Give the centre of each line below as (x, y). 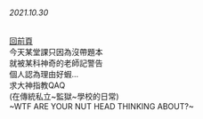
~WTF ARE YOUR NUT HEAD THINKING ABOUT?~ (101, 107)
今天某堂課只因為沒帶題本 (56, 52)
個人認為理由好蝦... (44, 75)
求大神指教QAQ (37, 85)
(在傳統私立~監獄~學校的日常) (64, 97)
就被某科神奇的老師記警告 (56, 63)
